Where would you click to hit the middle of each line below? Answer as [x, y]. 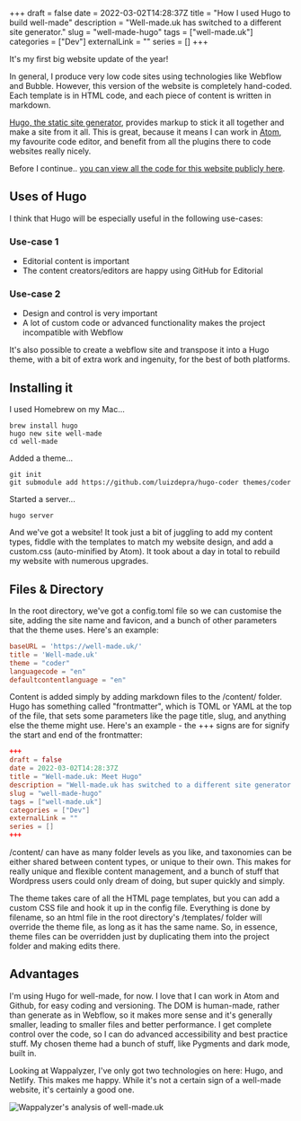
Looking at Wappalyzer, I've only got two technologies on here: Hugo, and [146, 1070]
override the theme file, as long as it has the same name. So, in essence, [144, 927]
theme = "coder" [40, 663]
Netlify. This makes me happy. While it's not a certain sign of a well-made [145, 1080]
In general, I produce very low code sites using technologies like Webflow [146, 76]
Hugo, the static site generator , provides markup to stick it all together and [147, 122]
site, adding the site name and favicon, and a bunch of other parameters [143, 621]
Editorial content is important [76, 261]
